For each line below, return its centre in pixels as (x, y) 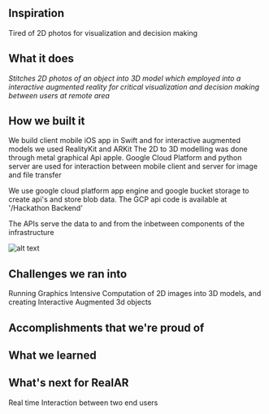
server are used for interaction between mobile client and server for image (133, 167)
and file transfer (35, 175)
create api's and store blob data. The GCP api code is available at (118, 199)
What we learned (52, 356)
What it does (41, 59)
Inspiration (37, 13)
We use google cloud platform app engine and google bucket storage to (129, 191)
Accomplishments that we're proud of (106, 327)
